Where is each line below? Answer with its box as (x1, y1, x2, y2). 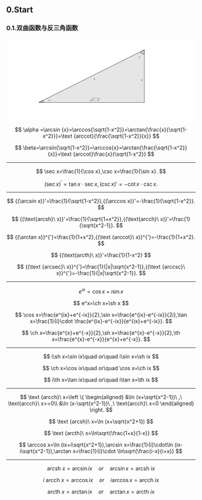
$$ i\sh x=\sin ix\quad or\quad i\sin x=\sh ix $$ (43, 353, 159, 360)
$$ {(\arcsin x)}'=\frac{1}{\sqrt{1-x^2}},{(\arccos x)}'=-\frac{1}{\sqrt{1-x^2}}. (7, 198, 195, 205)
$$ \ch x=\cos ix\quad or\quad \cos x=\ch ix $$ (42, 365, 160, 372)
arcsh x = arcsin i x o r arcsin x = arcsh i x (47, 465, 155, 472)
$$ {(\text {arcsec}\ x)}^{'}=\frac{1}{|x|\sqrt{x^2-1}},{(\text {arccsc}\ (17, 263, 185, 270)
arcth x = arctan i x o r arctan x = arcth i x (47, 488, 155, 495)
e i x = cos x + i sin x (78, 287, 124, 295)
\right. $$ (89, 406, 113, 413)
